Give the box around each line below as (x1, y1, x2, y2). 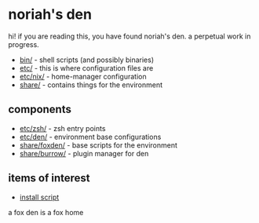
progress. (8, 39, 39, 49)
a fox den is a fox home (8, 207, 84, 217)
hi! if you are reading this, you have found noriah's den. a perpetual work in (8, 31, 251, 41)
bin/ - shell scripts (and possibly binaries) (19, 55, 155, 64)
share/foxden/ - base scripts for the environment (19, 140, 178, 150)
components (8, 103, 72, 116)
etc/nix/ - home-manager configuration (19, 71, 147, 81)
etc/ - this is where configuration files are (19, 63, 154, 72)
